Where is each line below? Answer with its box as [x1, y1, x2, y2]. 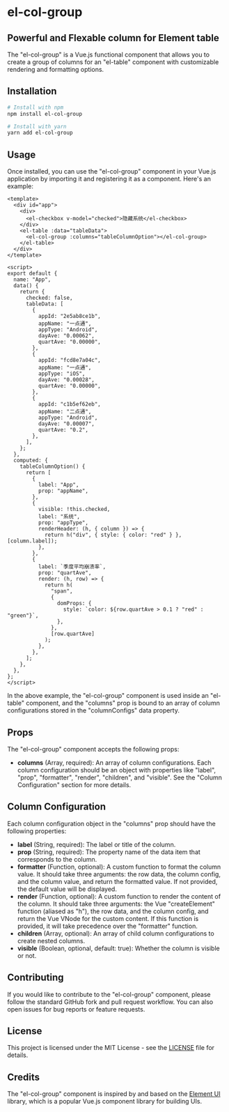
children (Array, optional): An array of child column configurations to [17, 929, 214, 938]
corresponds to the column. [17, 855, 97, 863]
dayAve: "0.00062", [38, 333, 95, 340]
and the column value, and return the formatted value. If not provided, [17, 877, 218, 885]
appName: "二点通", [38, 409, 92, 416]
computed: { [13, 457, 49, 464]
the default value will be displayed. [17, 885, 117, 893]
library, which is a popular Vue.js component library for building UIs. [7, 1097, 203, 1106]
